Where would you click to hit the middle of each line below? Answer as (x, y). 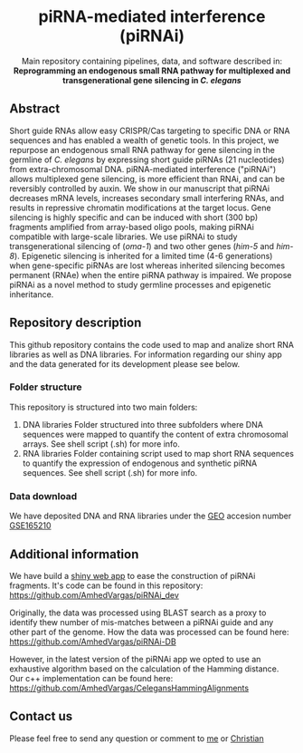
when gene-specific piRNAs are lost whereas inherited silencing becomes (147, 265)
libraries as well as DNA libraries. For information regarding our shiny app (146, 354)
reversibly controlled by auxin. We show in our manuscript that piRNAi (139, 188)
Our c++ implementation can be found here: (91, 678)
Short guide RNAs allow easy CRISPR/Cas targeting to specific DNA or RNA (150, 130)
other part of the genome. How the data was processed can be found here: (149, 632)
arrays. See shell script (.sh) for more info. (101, 444)
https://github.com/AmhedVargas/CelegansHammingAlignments (129, 688)
